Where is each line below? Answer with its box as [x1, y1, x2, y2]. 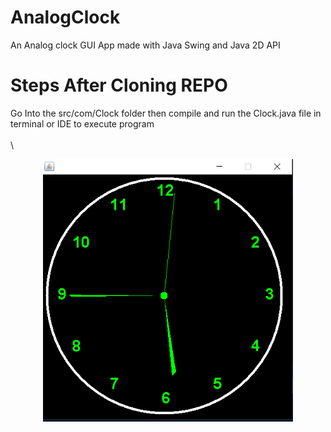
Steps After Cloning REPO [10, 74, 228, 97]
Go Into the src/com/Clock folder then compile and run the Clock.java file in [10, 107, 322, 119]
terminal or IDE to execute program [10, 117, 155, 130]
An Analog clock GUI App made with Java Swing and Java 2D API [10, 39, 281, 51]
